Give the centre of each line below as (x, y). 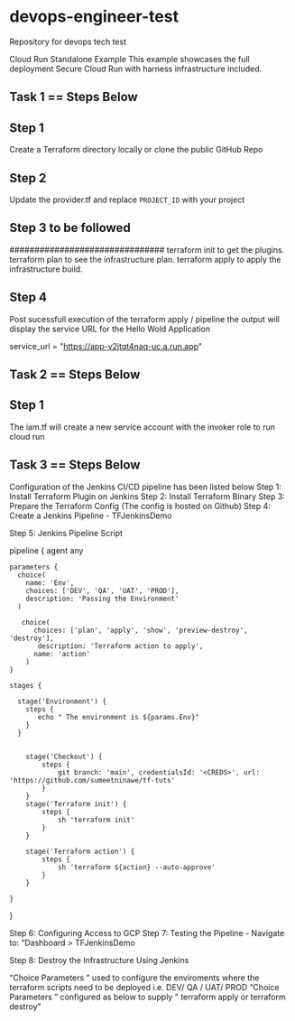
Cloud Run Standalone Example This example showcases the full (129, 59)
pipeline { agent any (46, 550)
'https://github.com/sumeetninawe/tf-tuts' (92, 780)
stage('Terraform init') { (76, 804)
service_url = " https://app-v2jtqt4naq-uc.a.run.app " (106, 346)
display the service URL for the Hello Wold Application (110, 329)
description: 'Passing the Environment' (102, 599)
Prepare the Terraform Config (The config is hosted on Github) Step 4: (140, 506)
